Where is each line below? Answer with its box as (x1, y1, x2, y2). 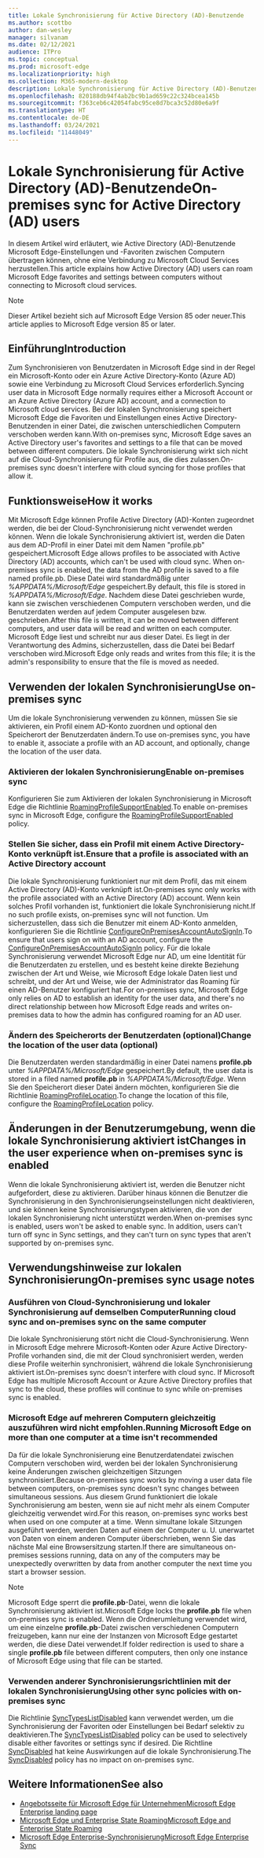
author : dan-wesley (8, 26, 72, 34)
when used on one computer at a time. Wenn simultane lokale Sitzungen (8, 1517, 243, 1526)
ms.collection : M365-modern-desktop (8, 77, 128, 85)
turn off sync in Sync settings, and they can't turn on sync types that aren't (8, 1229, 251, 1239)
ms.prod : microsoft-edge (8, 63, 90, 71)
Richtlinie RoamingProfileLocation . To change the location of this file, (8, 1090, 229, 1100)
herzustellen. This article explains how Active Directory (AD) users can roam (8, 264, 253, 273)
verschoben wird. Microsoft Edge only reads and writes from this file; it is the (8, 649, 255, 658)
